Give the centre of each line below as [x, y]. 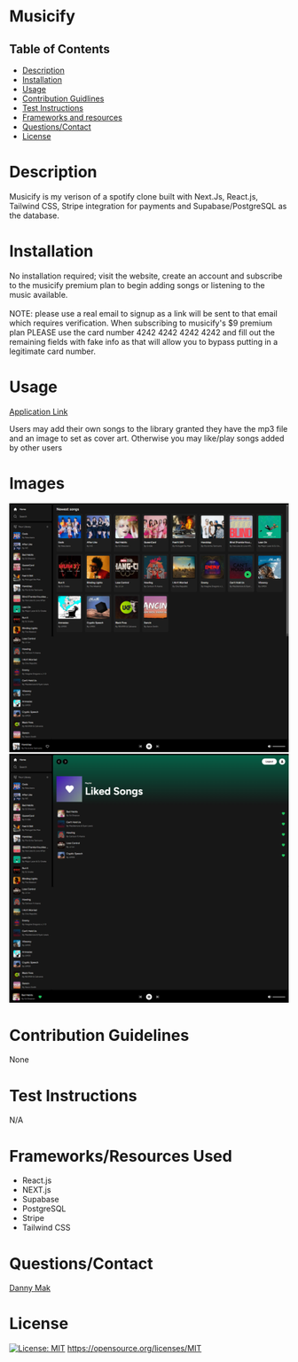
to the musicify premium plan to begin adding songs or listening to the [137, 285]
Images [37, 483]
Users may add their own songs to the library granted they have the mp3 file [149, 428]
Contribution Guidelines [99, 1035]
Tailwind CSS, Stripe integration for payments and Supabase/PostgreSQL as [148, 206]
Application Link [39, 411]
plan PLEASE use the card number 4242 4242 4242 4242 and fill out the [142, 332]
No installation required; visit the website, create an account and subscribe [146, 276]
